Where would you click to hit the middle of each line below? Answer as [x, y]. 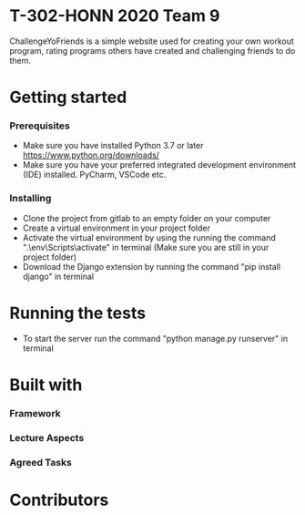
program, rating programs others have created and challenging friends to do [152, 50]
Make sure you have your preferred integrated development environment [159, 165]
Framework [35, 413]
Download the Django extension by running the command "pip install [151, 266]
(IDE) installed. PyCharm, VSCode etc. [94, 175]
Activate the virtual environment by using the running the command [149, 237]
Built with [46, 385]
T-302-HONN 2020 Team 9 [115, 16]
